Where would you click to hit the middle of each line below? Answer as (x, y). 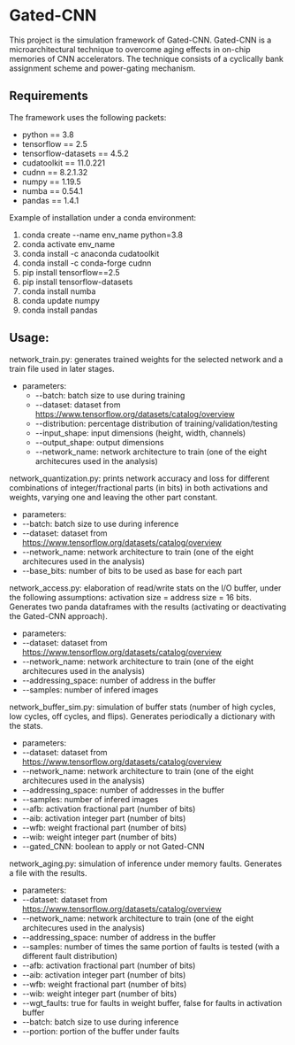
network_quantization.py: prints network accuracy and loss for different (139, 478)
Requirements (49, 96)
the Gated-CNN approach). (58, 615)
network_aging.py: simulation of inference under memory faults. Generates (146, 863)
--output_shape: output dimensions (99, 442)
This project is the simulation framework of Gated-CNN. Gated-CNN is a (140, 40)
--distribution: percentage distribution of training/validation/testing (156, 423)
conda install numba (59, 291)
